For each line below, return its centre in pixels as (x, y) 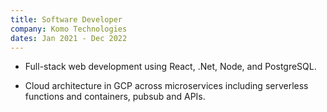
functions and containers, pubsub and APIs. (115, 97)
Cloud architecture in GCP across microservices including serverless (166, 86)
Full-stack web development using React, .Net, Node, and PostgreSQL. (170, 67)
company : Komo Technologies (69, 29)
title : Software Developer (66, 19)
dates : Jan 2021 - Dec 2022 (69, 38)
